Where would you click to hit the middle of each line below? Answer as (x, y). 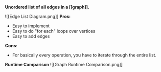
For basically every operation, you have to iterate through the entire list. (84, 55)
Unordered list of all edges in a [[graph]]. (47, 7)
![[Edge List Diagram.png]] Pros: (38, 16)
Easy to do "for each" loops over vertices (54, 31)
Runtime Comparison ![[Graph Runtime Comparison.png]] (64, 64)
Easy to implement (31, 26)
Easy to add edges (31, 36)
